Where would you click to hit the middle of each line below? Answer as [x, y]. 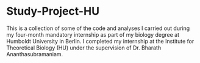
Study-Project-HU [53, 11]
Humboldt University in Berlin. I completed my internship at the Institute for [100, 41]
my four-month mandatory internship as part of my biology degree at [93, 34]
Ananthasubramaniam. [35, 54]
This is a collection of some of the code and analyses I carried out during [98, 28]
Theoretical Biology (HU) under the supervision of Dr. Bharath [84, 48]
